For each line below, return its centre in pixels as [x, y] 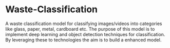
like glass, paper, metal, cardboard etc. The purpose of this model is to [80, 29]
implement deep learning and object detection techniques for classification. [85, 34]
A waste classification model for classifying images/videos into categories [84, 23]
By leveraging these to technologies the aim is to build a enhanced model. [83, 40]
